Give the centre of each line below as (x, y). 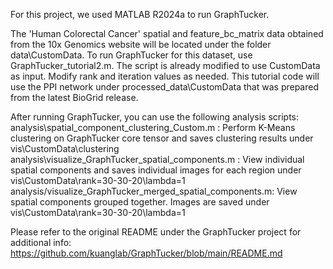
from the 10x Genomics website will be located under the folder (141, 44)
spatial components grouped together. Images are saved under (140, 202)
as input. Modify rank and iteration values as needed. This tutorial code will (165, 76)
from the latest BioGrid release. (74, 97)
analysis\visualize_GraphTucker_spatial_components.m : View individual (157, 159)
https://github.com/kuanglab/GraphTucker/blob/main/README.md (146, 253)
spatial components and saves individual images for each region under (156, 170)
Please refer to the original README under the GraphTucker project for (156, 232)
